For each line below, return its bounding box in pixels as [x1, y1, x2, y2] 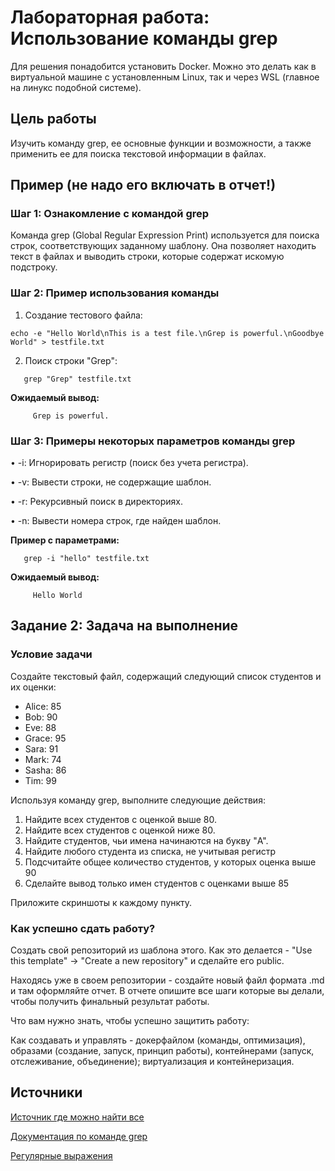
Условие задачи [10, 647, 93, 661]
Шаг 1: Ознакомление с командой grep [10, 207, 210, 221]
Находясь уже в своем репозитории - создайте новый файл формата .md [10, 974, 325, 986]
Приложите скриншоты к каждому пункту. [10, 896, 193, 908]
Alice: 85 [24, 700, 62, 712]
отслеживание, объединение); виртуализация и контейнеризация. [10, 1056, 295, 1068]
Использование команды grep [10, 27, 278, 50]
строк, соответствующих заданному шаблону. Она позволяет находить [10, 240, 317, 252]
